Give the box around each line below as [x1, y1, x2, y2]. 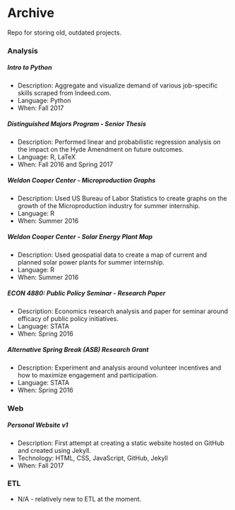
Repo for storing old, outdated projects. [7, 28, 122, 37]
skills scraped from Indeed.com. [17, 88, 112, 97]
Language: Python [17, 96, 71, 104]
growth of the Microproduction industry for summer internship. [17, 201, 200, 210]
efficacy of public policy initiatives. [17, 314, 119, 322]
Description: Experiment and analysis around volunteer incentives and [17, 363, 222, 372]
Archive [7, 5, 55, 21]
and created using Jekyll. [17, 446, 92, 454]
